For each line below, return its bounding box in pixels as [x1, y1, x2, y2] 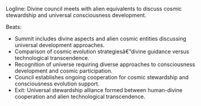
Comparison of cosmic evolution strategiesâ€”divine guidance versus [14, 48, 189, 55]
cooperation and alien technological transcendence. [14, 93, 146, 100]
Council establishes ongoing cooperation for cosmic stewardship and [14, 74, 189, 81]
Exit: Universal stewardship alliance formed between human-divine [14, 87, 183, 93]
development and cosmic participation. [14, 67, 113, 75]
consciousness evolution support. [14, 80, 100, 87]
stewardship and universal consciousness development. [5, 12, 147, 19]
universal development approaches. [14, 42, 105, 48]
